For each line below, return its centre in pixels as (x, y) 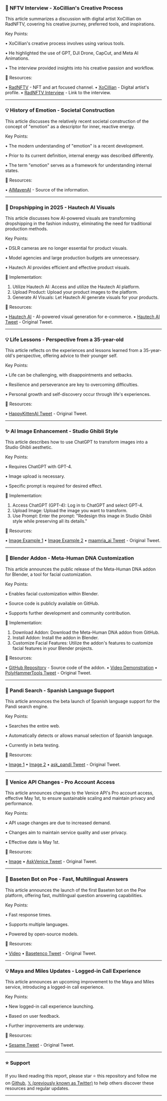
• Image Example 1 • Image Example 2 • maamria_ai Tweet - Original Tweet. (83, 541)
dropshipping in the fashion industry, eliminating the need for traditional (78, 223)
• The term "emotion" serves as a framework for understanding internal (79, 165)
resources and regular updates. (37, 1089)
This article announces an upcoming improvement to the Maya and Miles (80, 981)
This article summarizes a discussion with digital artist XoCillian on (73, 19)
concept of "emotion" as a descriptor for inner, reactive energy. (70, 126)
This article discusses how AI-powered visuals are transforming (70, 218)
